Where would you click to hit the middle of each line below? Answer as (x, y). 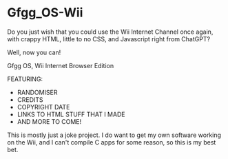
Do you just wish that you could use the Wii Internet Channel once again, (110, 32)
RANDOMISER (37, 92)
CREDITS (30, 99)
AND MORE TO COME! (49, 121)
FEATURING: (25, 79)
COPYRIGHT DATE (43, 107)
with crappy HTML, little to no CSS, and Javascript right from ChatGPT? (109, 39)
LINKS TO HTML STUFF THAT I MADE (71, 114)
